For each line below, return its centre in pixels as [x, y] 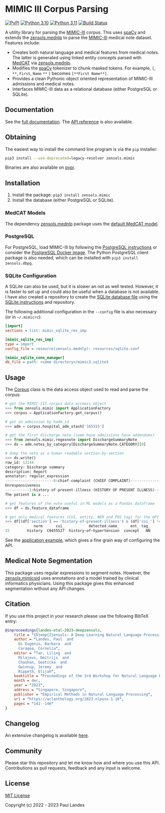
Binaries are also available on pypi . [40, 167]
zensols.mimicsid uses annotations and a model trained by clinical [72, 578]
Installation [23, 183]
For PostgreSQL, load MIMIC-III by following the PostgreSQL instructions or [81, 247]
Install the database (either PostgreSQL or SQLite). [63, 200]
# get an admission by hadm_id [37, 422]
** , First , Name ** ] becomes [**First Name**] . [60, 73]
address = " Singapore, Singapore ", [50, 690]
